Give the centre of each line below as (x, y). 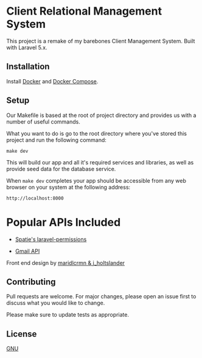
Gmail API (27, 251)
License (22, 334)
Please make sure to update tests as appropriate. (68, 315)
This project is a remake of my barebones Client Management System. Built (101, 41)
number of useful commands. (43, 121)
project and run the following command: (56, 140)
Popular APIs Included (64, 222)
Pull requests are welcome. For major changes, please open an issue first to (101, 297)
